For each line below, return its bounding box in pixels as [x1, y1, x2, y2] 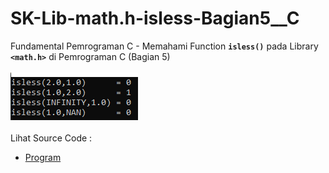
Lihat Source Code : [10, 132, 93, 144]
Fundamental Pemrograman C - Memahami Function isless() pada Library [10, 40, 319, 52]
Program [24, 151, 62, 163]
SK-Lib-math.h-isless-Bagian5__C [10, 7, 300, 30]
